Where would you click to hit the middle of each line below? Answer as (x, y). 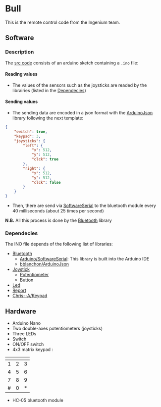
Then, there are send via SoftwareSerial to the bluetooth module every (84, 205)
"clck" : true (45, 159)
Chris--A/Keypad (30, 296)
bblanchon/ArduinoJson (44, 264)
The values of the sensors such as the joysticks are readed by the (80, 85)
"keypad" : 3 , (27, 136)
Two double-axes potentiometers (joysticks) (57, 329)
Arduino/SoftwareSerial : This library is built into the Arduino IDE (84, 259)
